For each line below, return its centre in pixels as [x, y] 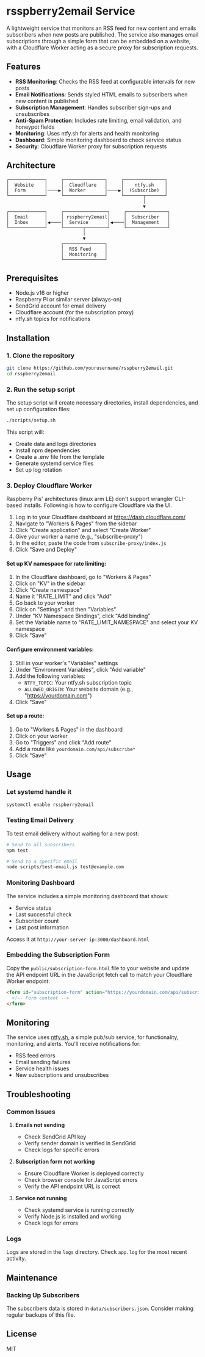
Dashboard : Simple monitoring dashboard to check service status [98, 140]
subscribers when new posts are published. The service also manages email [103, 34]
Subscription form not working [55, 1161]
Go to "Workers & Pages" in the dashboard [69, 729]
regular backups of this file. [41, 1315]
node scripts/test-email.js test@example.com [65, 867]
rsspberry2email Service [71, 11]
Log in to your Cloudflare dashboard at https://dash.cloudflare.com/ [100, 517]
